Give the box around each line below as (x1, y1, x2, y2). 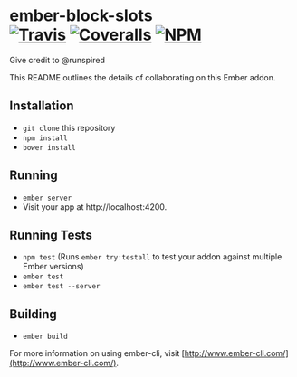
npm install (22, 133, 68, 143)
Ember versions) (22, 261, 84, 272)
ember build (22, 332, 68, 342)
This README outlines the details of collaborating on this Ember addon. (9, 71, 276, 82)
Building (9, 306, 57, 322)
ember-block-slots (9, 5, 153, 26)
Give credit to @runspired (9, 54, 106, 65)
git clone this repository (22, 122, 116, 133)
